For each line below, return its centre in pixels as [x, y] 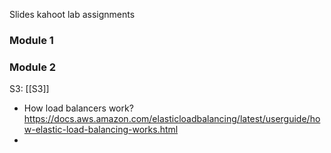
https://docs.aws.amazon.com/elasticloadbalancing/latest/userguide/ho [172, 119]
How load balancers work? [78, 108]
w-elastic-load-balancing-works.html [101, 130]
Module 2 [33, 67]
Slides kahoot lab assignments [72, 14]
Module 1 [31, 40]
